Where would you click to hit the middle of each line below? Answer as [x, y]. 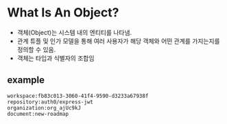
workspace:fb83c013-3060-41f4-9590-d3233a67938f [78, 96]
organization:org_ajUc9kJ [44, 108]
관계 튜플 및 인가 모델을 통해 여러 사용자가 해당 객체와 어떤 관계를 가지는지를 [119, 41]
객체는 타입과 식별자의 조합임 [56, 58]
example [26, 80]
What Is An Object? [63, 13]
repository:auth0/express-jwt [50, 102]
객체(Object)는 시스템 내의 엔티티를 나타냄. [74, 32]
